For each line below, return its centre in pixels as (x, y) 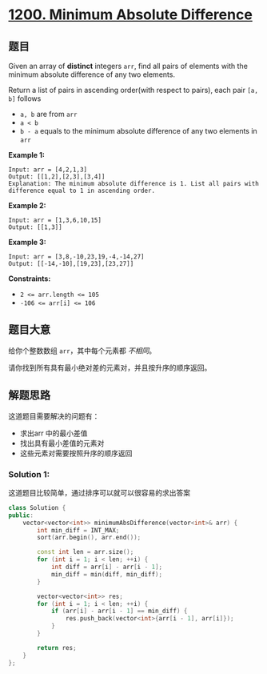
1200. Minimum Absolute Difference (131, 15)
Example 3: (27, 242)
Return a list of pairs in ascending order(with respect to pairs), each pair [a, (133, 90)
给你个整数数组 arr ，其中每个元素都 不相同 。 (82, 351)
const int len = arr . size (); (86, 552)
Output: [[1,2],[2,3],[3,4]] (57, 177)
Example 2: (27, 205)
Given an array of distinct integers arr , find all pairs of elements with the (128, 66)
